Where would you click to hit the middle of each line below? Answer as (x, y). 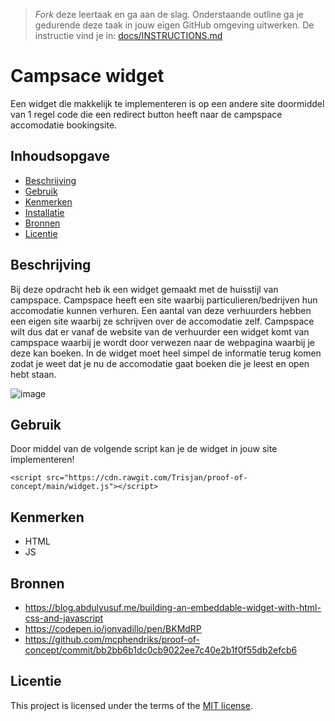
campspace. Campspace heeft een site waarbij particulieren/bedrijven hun (164, 300)
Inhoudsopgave (60, 156)
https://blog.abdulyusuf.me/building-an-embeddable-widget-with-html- (173, 607)
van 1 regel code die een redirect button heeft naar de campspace (146, 114)
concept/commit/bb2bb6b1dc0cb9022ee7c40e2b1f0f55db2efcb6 (161, 650)
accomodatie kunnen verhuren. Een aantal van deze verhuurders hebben (161, 310)
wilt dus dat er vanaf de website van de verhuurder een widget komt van (160, 331)
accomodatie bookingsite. (64, 125)
